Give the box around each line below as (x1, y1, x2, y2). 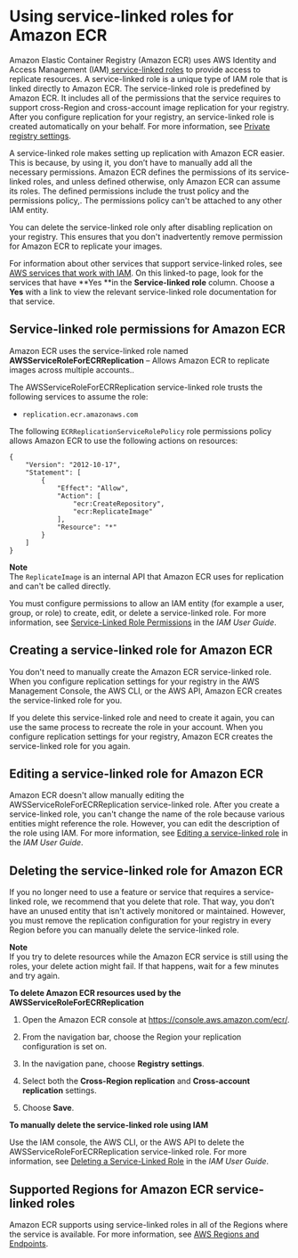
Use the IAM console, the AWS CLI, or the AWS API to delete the (9, 1137, 245, 1147)
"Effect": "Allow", (56, 483, 129, 492)
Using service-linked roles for (9, 6, 234, 27)
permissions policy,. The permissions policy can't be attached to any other (9, 194, 283, 206)
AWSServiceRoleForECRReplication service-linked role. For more (9, 1147, 247, 1157)
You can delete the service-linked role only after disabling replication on (9, 221, 273, 233)
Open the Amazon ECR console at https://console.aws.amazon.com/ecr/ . (21, 1015, 290, 1025)
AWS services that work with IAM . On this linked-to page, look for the (9, 267, 264, 278)
